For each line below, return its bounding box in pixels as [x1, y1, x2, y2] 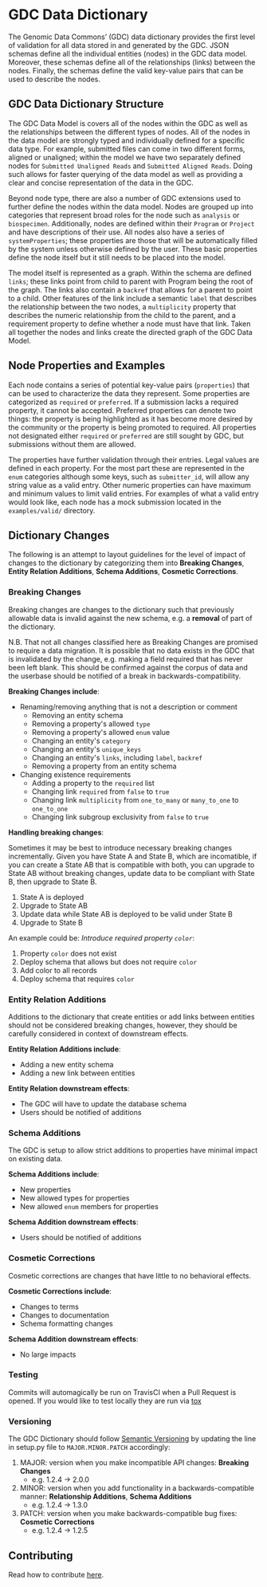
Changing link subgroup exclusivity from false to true [31, 811, 210, 822]
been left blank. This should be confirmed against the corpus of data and [8, 662, 249, 672]
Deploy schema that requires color [19, 974, 135, 984]
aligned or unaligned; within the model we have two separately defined [8, 152, 241, 162]
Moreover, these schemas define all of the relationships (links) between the [8, 57, 256, 67]
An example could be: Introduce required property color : [8, 933, 195, 942]
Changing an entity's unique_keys [31, 744, 142, 754]
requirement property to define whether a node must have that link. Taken [8, 319, 251, 328]
